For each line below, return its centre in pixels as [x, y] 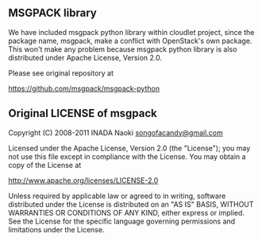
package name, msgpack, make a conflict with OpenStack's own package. [130, 41]
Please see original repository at [61, 73]
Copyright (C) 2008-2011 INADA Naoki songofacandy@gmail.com [116, 132]
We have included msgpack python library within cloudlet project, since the [131, 32]
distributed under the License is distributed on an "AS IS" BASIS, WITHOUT [131, 204]
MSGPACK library [52, 13]
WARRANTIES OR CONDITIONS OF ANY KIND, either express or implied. [126, 212]
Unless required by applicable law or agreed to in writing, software [117, 196]
